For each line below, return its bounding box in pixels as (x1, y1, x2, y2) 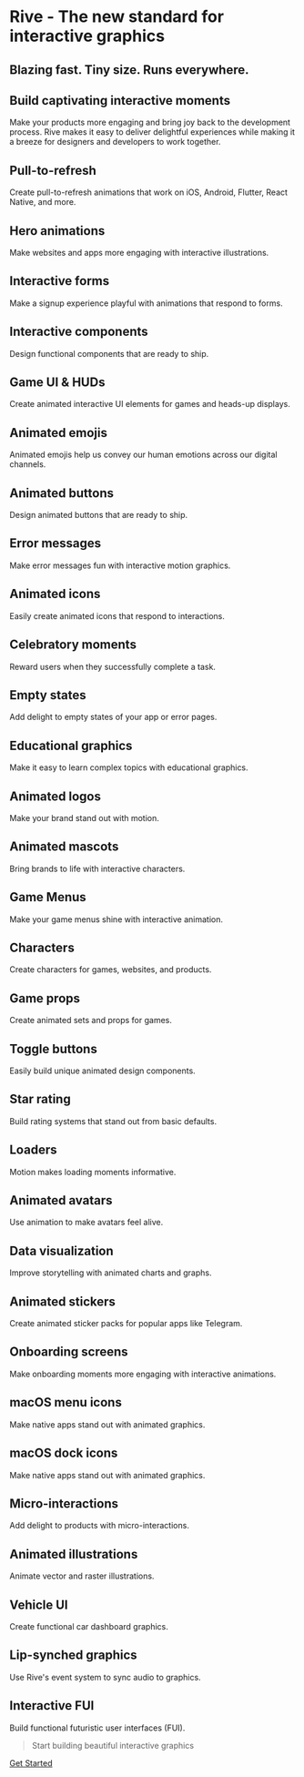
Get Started (9, 1757, 53, 1768)
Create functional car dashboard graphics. (9, 1620, 168, 1631)
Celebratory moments (9, 637, 137, 653)
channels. (9, 459, 46, 470)
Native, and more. (9, 197, 76, 208)
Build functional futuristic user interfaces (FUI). (9, 1722, 186, 1733)
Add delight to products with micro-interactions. (9, 1520, 189, 1531)
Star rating (9, 1092, 71, 1107)
